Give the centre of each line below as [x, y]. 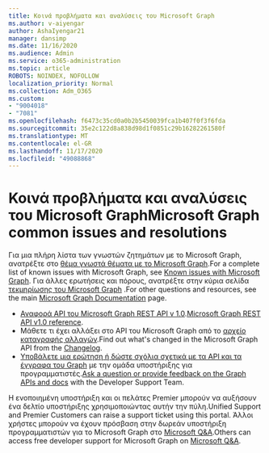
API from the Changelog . [61, 348]
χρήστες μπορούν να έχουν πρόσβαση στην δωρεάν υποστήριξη [118, 424]
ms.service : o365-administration [65, 61]
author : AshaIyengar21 [46, 31]
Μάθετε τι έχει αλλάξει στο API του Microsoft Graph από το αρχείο [133, 331]
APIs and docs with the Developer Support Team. [102, 382]
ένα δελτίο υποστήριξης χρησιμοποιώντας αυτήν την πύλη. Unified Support [134, 407]
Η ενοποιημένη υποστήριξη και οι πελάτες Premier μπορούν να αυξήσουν [132, 398]
